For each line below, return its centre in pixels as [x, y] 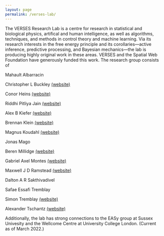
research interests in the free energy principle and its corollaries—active [78, 44]
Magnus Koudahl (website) [32, 132]
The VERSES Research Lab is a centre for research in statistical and [74, 28]
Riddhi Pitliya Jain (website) [33, 103]
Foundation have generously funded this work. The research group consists [82, 60]
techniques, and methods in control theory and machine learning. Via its [78, 39]
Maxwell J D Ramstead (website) [38, 170]
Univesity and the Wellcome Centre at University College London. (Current [81, 223]
